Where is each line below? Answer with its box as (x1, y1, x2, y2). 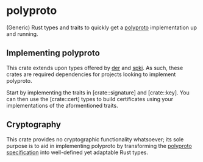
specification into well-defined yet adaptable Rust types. (6, 149, 148, 156)
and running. (6, 30, 38, 37)
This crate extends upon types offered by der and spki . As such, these (6, 64, 183, 71)
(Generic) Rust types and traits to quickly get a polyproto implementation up (6, 24, 197, 31)
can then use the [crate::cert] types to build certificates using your (6, 95, 174, 102)
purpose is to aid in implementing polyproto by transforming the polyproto (6, 142, 192, 149)
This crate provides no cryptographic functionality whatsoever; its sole (6, 135, 184, 143)
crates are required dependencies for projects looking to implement (6, 71, 176, 78)
